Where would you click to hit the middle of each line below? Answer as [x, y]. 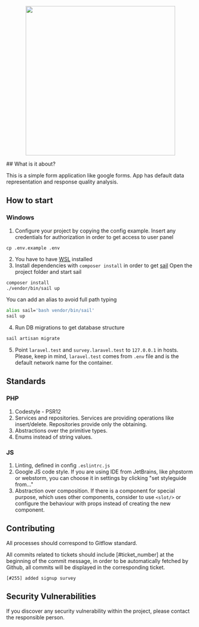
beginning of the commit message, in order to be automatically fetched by [97, 561]
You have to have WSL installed [53, 259]
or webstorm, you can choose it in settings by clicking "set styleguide [101, 478]
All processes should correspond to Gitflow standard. [72, 543]
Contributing [30, 529]
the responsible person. [35, 617]
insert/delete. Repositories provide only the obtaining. [81, 424]
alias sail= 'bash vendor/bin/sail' [50, 311]
